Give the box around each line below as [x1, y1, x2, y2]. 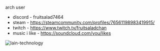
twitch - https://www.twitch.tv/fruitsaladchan [12, 25, 107, 31]
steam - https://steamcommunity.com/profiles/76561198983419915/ [12, 20, 155, 25]
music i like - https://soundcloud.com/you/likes [12, 30, 111, 36]
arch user [5, 5, 25, 10]
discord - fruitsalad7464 [12, 14, 63, 20]
